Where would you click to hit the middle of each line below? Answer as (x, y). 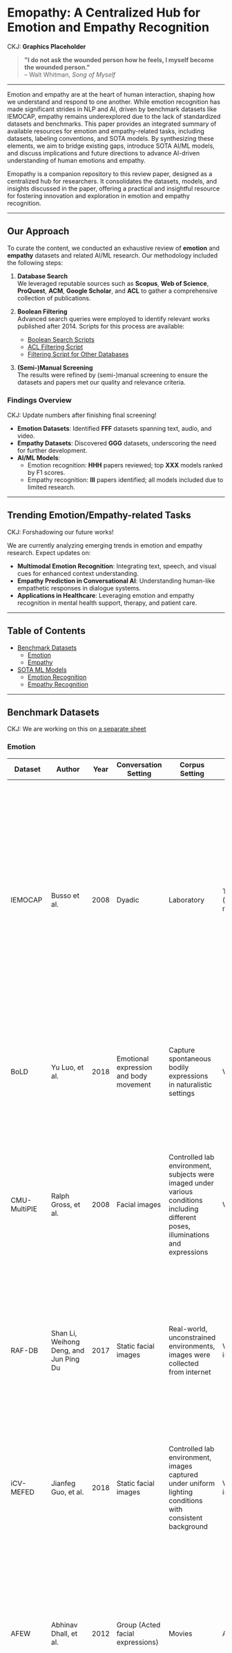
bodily (179, 1067)
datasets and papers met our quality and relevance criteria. (101, 382)
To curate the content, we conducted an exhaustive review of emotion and (113, 248)
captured (183, 1474)
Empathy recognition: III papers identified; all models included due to (125, 480)
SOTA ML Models (42, 669)
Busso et (65, 896)
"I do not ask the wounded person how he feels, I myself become (119, 59)
